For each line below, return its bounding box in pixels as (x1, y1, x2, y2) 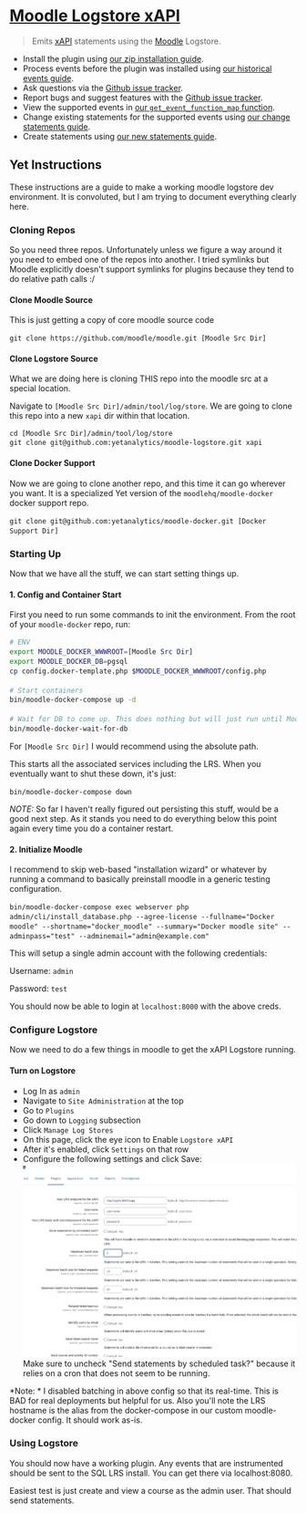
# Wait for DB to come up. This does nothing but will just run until (9, 715, 283, 724)
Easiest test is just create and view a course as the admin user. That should (9, 1485, 291, 1496)
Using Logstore (9, 1437, 79, 1450)
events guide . (22, 72, 75, 83)
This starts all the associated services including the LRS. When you (9, 758, 261, 769)
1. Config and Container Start (9, 589, 122, 600)
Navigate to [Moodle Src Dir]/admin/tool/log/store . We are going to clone (9, 400, 293, 411)
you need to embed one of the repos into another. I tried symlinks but (9, 254, 270, 265)
